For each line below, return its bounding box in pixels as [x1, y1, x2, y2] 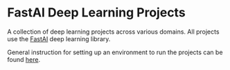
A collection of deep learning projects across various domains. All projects [7, 27, 220, 36]
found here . [7, 55, 40, 63]
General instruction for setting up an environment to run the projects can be [7, 48, 223, 56]
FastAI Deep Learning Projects [7, 5, 186, 21]
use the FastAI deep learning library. [7, 34, 111, 43]
